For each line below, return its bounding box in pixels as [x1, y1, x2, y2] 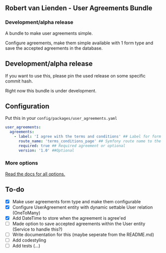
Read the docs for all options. [5, 171, 66, 177]
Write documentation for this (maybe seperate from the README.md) [12, 231, 155, 238]
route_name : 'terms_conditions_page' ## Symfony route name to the [18, 139, 162, 144]
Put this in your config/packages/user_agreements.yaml [5, 115, 118, 121]
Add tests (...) [12, 243, 41, 249]
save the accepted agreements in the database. [5, 45, 103, 51]
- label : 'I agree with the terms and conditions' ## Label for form [14, 134, 162, 139]
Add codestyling [12, 237, 46, 243]
